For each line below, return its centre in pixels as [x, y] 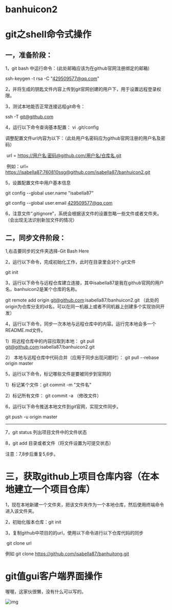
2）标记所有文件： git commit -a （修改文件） [53, 396]
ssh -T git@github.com [29, 117]
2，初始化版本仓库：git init [33, 522]
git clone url [19, 543]
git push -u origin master [31, 417]
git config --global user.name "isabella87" [49, 193]
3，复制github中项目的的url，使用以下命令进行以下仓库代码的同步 [74, 533]
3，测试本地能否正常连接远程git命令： [45, 107]
